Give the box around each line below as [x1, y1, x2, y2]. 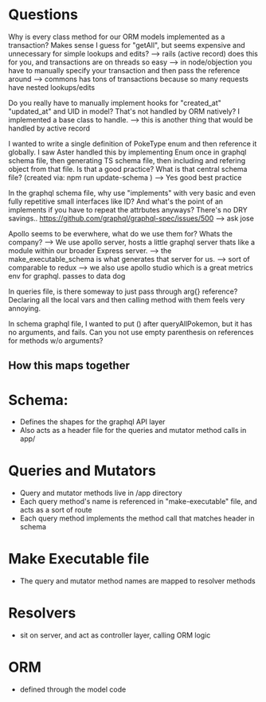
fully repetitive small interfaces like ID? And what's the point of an [8, 197, 224, 206]
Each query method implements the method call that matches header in [19, 513, 255, 523]
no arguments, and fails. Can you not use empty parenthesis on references [8, 327, 254, 337]
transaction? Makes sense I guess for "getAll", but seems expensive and [8, 40, 245, 49]
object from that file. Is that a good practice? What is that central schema [8, 164, 248, 174]
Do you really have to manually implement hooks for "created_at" [8, 98, 221, 107]
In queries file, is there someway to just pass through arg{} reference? [8, 287, 238, 296]
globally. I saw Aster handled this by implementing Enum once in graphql [8, 147, 247, 157]
